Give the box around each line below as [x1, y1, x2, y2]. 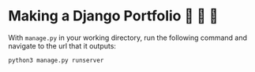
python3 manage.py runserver [8, 56, 104, 64]
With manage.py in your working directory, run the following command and [8, 33, 247, 42]
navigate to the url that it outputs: [8, 41, 117, 50]
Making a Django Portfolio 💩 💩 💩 [8, 7, 219, 25]
